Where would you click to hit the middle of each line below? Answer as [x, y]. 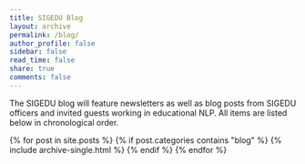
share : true [32, 69]
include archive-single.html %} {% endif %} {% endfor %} [118, 149]
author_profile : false [52, 43]
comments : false [40, 77]
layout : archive [40, 26]
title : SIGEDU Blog [46, 18]
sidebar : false [38, 52]
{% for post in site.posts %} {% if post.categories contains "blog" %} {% [146, 140]
